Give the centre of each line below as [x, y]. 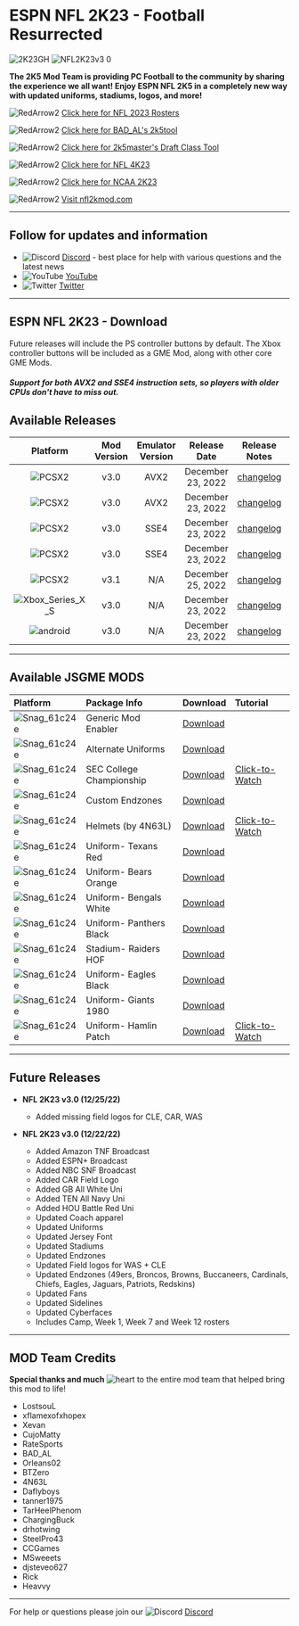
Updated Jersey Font [74, 1236]
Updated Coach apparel [79, 1217]
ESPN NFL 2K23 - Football [107, 16]
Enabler [102, 729]
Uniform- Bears [119, 871]
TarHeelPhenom [52, 1510]
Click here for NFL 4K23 [105, 164]
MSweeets [41, 1558]
